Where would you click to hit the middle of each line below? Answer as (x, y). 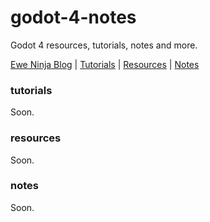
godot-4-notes (73, 17)
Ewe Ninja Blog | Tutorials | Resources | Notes (105, 64)
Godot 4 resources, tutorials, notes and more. (104, 45)
